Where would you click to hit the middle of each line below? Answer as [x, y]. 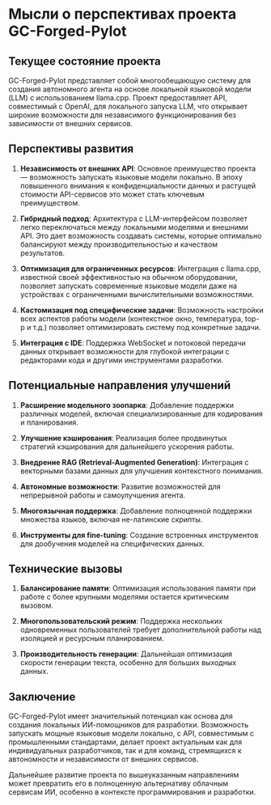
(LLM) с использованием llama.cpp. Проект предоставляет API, [118, 97]
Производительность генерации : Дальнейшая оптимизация [126, 654]
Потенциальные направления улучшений [120, 386]
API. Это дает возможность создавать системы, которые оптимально [141, 235]
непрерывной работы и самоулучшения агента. [103, 495]
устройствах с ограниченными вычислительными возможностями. [137, 294]
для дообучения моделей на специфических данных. [112, 544]
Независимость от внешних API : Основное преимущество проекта [138, 168]
